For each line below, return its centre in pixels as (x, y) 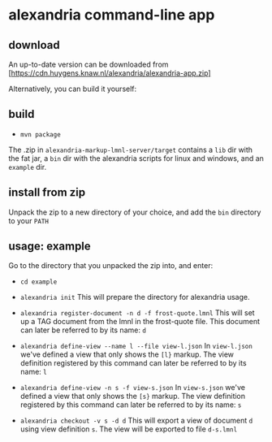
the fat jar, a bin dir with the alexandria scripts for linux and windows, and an (136, 158)
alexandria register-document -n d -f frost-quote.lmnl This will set (137, 313)
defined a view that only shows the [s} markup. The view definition (133, 396)
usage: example (50, 247)
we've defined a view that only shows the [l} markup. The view (127, 354)
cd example (39, 282)
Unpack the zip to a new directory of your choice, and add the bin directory (135, 212)
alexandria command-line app (112, 15)
